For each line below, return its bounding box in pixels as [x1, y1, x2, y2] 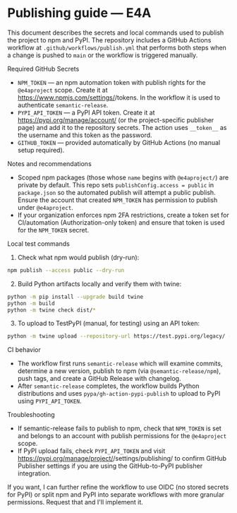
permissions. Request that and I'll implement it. [7, 498, 143, 507]
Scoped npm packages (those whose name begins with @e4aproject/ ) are [17, 173, 229, 182]
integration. [17, 469, 51, 478]
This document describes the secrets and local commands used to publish [7, 28, 224, 37]
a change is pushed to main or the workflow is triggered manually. [7, 51, 198, 59]
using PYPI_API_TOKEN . [17, 397, 82, 406]
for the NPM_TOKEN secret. [17, 225, 90, 234]
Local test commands [7, 239, 71, 248]
